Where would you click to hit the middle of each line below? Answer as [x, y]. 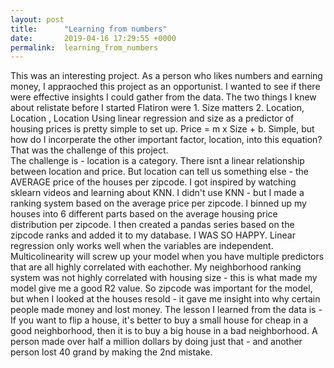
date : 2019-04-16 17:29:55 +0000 [93, 38]
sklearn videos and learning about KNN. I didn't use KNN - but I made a [157, 193]
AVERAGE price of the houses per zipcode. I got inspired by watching [153, 182]
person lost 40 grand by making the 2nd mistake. [111, 352]
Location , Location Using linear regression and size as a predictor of [152, 118]
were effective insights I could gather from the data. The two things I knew [163, 97]
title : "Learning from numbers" [89, 29]
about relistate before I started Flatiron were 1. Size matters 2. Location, [157, 108]
